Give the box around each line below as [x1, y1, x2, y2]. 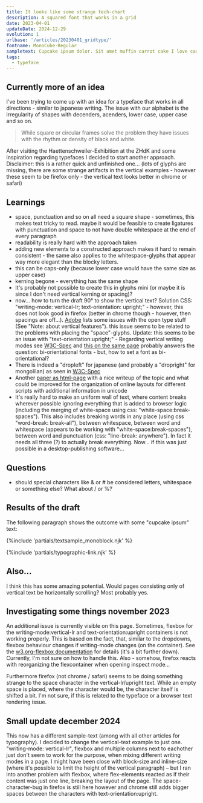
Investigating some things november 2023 [6, 606, 170, 616]
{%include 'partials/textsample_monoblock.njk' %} [6, 537, 133, 544]
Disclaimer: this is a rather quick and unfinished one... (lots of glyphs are [6, 160, 187, 167]
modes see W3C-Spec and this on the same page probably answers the [14, 342, 195, 349]
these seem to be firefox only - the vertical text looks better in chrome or [6, 173, 187, 181]
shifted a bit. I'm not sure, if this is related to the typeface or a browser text [6, 692, 193, 699]
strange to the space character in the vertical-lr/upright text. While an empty [6, 679, 196, 687]
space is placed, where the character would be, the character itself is [6, 685, 179, 693]
